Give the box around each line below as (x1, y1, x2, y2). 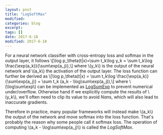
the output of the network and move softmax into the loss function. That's (5, 113, 154, 120)
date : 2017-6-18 (5, 35, 38, 40)
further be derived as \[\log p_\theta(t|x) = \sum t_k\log (5, 73, 116, 79)
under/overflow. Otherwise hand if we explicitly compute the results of (5, 89, 147, 94)
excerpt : (5, 25, 23, 30)
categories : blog (5, 21, 41, 26)
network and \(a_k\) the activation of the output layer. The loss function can (5, 68, 158, 74)
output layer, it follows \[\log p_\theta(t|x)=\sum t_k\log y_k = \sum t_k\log (5, 57, 153, 64)
